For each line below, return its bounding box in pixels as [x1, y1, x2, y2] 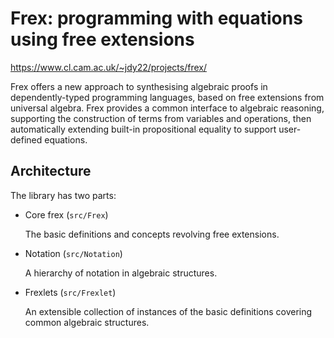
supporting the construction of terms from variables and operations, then [10, 112, 312, 124]
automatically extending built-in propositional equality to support [10, 123, 277, 135]
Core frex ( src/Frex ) [24, 208, 109, 221]
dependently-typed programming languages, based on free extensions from [10, 91, 325, 103]
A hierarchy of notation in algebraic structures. [24, 267, 218, 279]
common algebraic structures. [24, 316, 150, 328]
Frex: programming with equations [10, 7, 303, 30]
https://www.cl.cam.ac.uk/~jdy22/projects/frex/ [10, 61, 207, 73]
